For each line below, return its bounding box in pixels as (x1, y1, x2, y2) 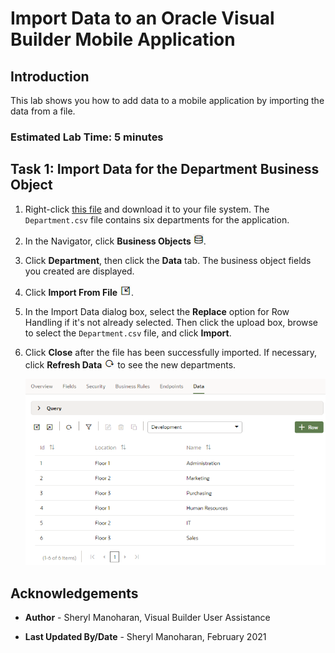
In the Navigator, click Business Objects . (24, 235, 207, 247)
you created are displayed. (24, 265, 135, 277)
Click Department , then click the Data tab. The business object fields (24, 254, 312, 266)
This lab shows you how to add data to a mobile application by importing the (10, 95, 325, 106)
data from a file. (10, 105, 76, 117)
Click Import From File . (24, 286, 135, 298)
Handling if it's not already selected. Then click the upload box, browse (24, 316, 319, 328)
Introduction (10, 68, 90, 85)
